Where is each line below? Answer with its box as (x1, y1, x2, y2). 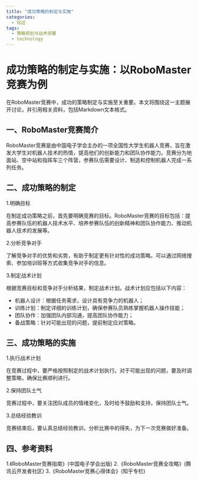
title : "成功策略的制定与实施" (6, 8, 74, 15)
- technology (11, 36, 44, 42)
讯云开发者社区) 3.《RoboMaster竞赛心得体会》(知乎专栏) (6, 468, 146, 475)
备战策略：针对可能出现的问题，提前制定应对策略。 (14, 319, 139, 326)
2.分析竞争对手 (6, 239, 42, 246)
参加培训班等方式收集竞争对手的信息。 (16, 259, 110, 266)
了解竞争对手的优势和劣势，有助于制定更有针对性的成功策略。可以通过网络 (6, 252, 187, 259)
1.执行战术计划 (6, 354, 41, 361)
